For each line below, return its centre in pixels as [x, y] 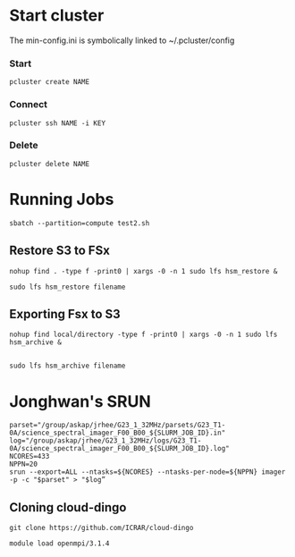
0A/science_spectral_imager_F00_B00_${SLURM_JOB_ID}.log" [119, 449]
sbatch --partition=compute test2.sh [80, 223]
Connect [28, 105]
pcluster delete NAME [50, 164]
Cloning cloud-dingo [68, 507]
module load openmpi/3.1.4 [59, 544]
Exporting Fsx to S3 [65, 314]
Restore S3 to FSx [59, 251]
